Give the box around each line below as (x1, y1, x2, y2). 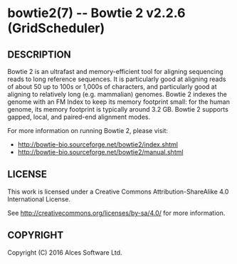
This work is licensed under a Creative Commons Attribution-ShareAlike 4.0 (7, 187, 229, 196)
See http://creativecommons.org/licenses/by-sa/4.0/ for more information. (7, 208, 226, 217)
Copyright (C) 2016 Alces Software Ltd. (7, 248, 122, 257)
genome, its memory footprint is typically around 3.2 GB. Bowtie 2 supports (7, 105, 229, 113)
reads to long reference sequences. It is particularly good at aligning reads (7, 75, 226, 83)
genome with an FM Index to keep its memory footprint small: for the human (7, 97, 230, 106)
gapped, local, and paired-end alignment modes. (7, 112, 151, 121)
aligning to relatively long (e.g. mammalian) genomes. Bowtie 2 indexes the (7, 90, 228, 98)
